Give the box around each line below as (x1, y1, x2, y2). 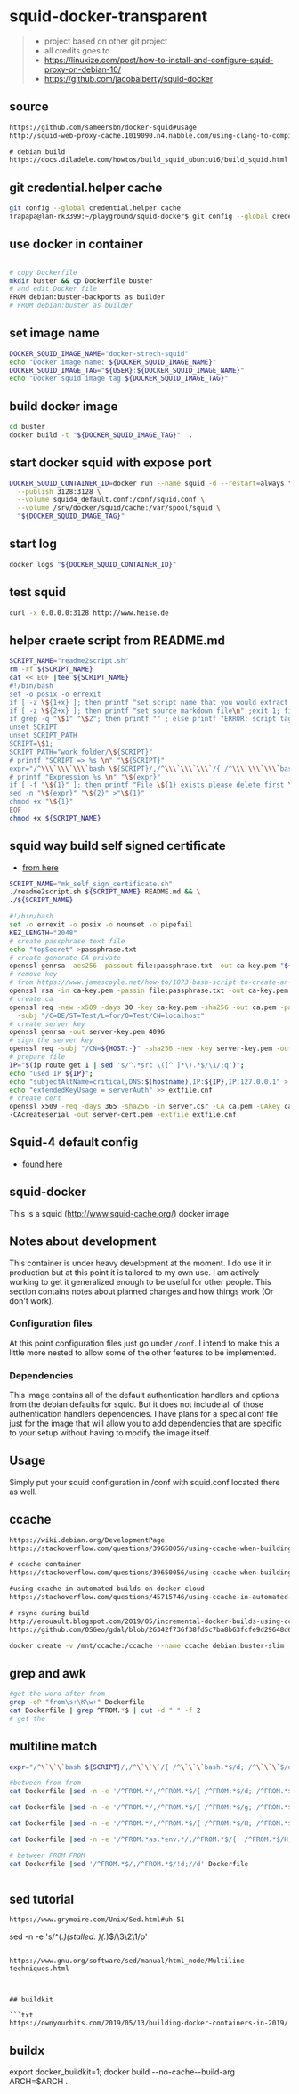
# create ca (9, 994, 53, 1003)
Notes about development (9, 1234, 157, 1249)
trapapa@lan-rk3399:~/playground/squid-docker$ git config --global (9, 212, 269, 221)
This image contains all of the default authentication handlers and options (9, 1390, 279, 1401)
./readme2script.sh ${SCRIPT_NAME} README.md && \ (9, 887, 201, 896)
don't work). (9, 1295, 54, 1306)
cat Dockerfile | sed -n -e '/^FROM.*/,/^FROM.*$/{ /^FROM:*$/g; (9, 1803, 253, 1812)
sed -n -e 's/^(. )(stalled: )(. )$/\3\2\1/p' (9, 1931, 149, 1942)
